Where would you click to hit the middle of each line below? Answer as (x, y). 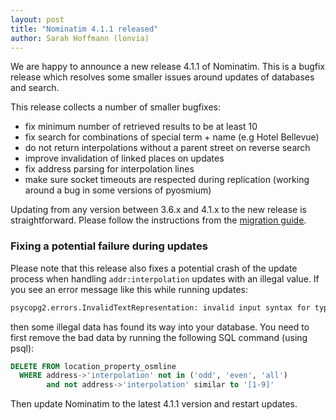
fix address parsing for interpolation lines (109, 169)
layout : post (37, 19)
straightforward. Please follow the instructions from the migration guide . (158, 220)
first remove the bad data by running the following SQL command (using (159, 337)
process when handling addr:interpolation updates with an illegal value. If (165, 278)
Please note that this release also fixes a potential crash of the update (154, 268)
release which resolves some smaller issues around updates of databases (162, 77)
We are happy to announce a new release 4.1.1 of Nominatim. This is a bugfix (168, 67)
